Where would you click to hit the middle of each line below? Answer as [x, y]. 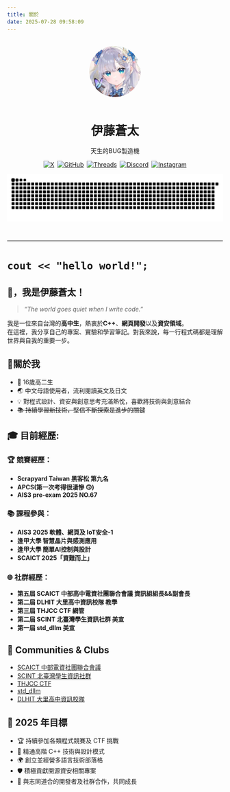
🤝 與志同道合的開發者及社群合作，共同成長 [77, 781]
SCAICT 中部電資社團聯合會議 [59, 667]
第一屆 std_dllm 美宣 [46, 628]
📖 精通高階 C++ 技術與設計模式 [61, 751]
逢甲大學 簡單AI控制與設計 [54, 549]
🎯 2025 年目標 [37, 723]
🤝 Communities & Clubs [58, 650]
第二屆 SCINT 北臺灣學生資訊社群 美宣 [71, 619]
